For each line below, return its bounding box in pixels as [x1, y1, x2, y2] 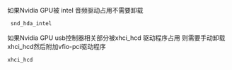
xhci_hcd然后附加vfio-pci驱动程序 [7, 42, 106, 50]
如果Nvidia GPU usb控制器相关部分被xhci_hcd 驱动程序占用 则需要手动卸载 [7, 34, 226, 42]
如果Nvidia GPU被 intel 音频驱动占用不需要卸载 [7, 6, 144, 14]
